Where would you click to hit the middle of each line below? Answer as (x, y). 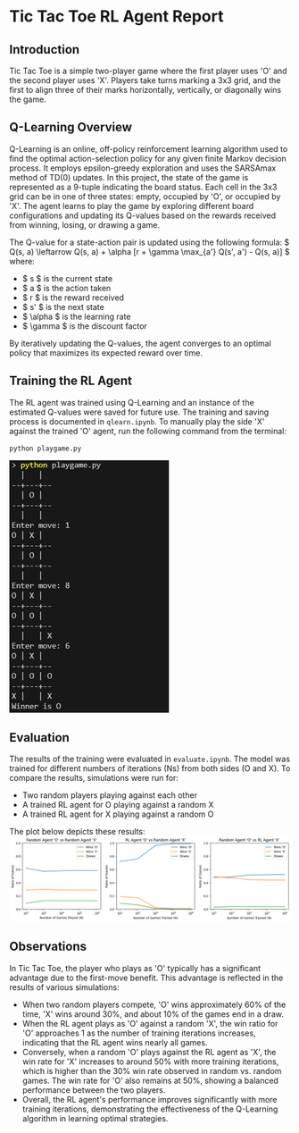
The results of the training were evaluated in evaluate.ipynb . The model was (150, 759)
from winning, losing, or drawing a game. (85, 224)
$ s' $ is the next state (63, 306)
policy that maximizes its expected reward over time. (106, 352)
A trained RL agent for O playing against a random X (118, 805)
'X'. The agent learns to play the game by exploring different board (132, 206)
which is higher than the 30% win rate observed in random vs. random (152, 1070)
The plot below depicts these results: (77, 832)
